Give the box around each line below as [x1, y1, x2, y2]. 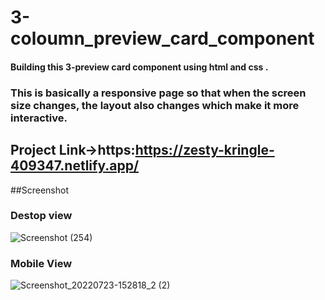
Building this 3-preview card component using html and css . [10, 61, 269, 73]
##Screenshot [10, 184, 69, 196]
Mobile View [10, 256, 73, 270]
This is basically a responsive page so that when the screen [10, 86, 307, 100]
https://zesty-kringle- [134, 142, 275, 159]
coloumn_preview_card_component [10, 27, 315, 50]
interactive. [10, 111, 68, 125]
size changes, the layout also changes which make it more [10, 98, 300, 112]
